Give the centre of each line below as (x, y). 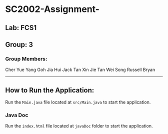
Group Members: (26, 58)
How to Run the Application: (50, 90)
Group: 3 (19, 44)
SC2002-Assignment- (52, 9)
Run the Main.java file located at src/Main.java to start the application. (78, 102)
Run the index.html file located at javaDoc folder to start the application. (79, 126)
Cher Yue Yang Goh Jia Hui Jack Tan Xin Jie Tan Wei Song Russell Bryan (80, 70)
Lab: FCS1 (21, 28)
